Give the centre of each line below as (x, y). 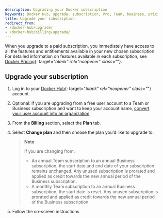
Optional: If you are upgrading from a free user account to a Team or (81, 103)
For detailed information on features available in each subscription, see (76, 56)
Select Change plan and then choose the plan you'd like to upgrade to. (83, 132)
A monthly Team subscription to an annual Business (83, 186)
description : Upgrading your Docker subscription (56, 9)
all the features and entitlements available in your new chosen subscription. (81, 51)
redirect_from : (20, 23)
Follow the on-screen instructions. (46, 211)
